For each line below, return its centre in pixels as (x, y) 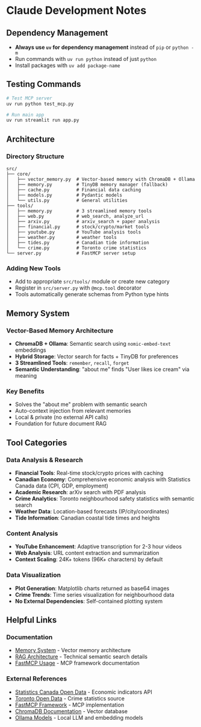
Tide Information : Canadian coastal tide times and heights (88, 518)
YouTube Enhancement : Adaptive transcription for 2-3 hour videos (98, 547)
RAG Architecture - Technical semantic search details (81, 657)
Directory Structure (35, 156)
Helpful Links (32, 620)
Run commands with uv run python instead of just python (86, 59)
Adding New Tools (34, 268)
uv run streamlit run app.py (43, 120)
